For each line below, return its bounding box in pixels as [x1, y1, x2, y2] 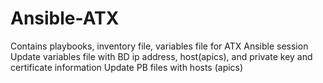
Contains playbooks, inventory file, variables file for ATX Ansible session [10, 40, 309, 52]
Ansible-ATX [10, 7, 120, 30]
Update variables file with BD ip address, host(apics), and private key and [10, 50, 313, 62]
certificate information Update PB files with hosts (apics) [10, 61, 244, 73]
